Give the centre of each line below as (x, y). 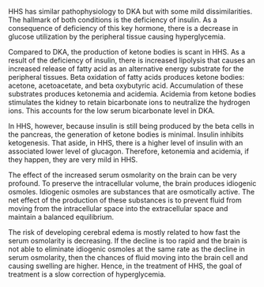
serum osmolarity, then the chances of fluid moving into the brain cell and (128, 257)
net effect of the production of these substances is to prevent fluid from (125, 200)
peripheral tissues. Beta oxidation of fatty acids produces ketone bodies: (126, 77)
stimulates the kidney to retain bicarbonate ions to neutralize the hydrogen (129, 102)
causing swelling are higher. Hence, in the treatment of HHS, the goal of (125, 266)
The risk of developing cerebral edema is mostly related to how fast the (124, 232)
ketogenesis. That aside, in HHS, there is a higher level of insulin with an (126, 143)
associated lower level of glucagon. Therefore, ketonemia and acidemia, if (128, 151)
